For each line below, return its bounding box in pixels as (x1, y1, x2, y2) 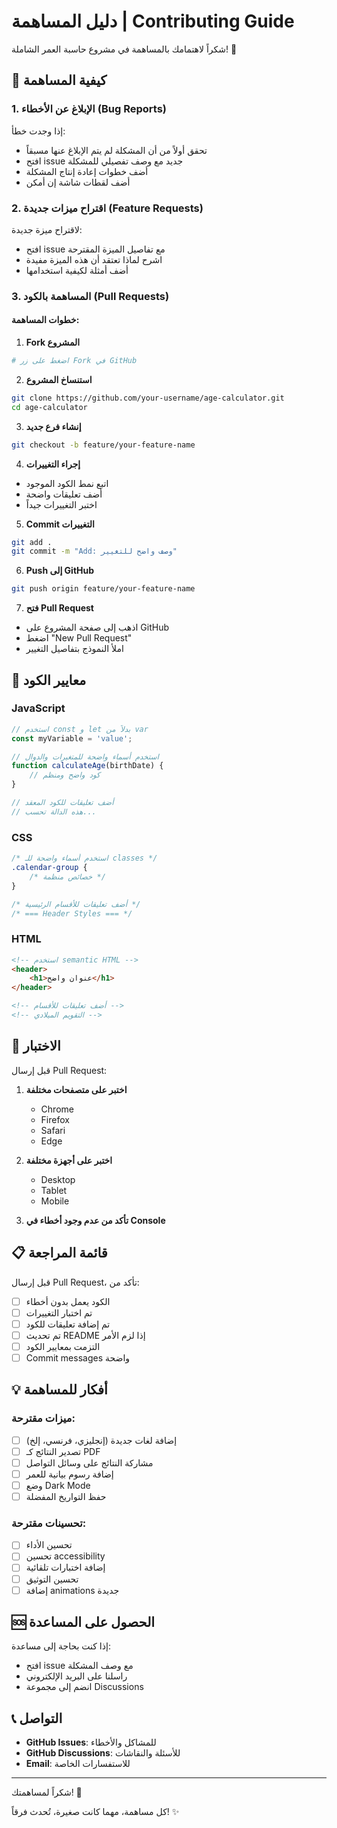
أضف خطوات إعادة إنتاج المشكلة (25, 165, 149, 177)
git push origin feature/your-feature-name (11, 584, 196, 594)
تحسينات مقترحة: (11, 1516, 87, 1530)
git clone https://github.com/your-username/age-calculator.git (11, 393, 285, 403)
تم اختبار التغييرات (25, 1306, 93, 1319)
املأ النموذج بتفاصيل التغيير (25, 643, 124, 655)
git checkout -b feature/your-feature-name (11, 440, 196, 450)
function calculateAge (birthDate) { (11, 761, 164, 771)
